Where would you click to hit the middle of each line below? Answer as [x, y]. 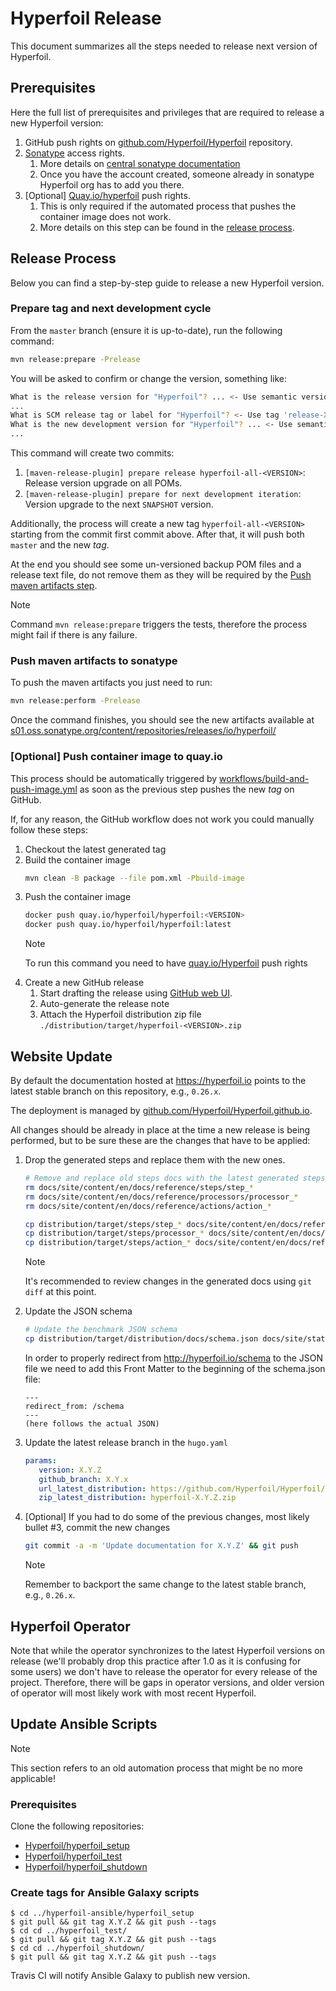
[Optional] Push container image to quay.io [116, 757]
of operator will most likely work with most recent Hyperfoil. [133, 1693]
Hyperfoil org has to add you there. [112, 184]
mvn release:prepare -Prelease [75, 359]
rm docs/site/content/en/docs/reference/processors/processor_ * [161, 1197]
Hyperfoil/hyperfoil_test [73, 1856]
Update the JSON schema [78, 1311]
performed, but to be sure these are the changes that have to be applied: [160, 1141]
